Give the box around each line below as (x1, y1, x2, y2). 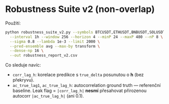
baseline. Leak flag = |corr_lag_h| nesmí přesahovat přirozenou (12, 87, 147, 93)
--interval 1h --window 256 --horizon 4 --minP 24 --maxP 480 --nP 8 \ (10, 34, 163, 39)
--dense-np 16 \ (10, 48, 44, 53)
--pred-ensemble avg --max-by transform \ (10, 43, 100, 48)
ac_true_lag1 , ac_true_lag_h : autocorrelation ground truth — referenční (12, 82, 161, 88)
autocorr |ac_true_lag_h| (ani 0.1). (12, 93, 84, 99)
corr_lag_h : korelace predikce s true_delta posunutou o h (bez (12, 71, 144, 78)
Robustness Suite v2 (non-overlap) (5, 3, 155, 15)
